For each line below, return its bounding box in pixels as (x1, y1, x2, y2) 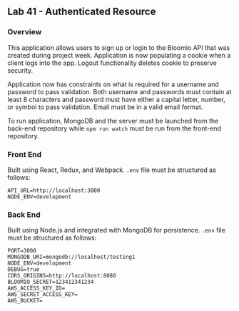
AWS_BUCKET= (7, 297, 43, 305)
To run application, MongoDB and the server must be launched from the (7, 116, 219, 125)
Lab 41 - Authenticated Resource (7, 6, 156, 18)
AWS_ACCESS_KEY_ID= (7, 285, 66, 292)
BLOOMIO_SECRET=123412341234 (7, 278, 94, 286)
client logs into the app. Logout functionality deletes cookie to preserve (7, 58, 218, 67)
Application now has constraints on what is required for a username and (7, 80, 219, 88)
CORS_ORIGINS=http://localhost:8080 (7, 272, 116, 280)
